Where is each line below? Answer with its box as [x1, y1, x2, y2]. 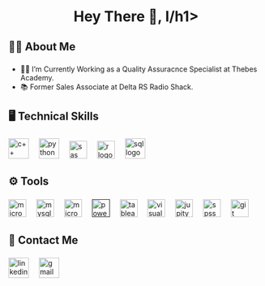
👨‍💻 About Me [8, 40, 76, 54]
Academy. [19, 72, 54, 82]
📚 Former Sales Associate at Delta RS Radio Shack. [19, 81, 194, 92]
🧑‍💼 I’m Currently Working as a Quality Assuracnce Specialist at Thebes [19, 64, 258, 74]
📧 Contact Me [8, 233, 79, 247]
